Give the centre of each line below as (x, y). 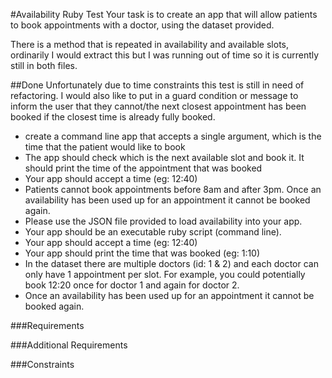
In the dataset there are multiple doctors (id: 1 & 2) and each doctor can (171, 263)
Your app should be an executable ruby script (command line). (153, 232)
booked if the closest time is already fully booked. (113, 117)
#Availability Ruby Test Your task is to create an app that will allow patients (164, 14)
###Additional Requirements (69, 345)
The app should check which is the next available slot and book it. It (164, 157)
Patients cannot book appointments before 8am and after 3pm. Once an (173, 189)
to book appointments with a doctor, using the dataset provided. (142, 25)
